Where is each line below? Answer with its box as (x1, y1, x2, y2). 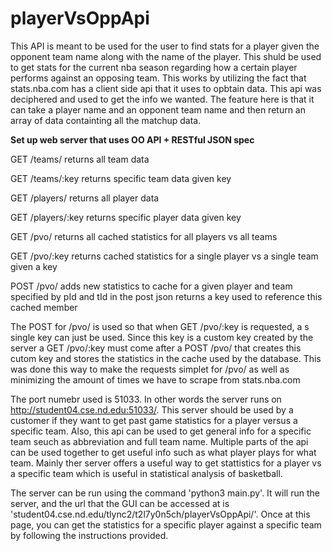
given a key (10, 260, 58, 272)
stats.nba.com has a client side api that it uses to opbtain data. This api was (10, 82, 322, 94)
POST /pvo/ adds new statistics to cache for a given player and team (10, 280, 293, 292)
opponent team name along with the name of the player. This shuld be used (10, 50, 322, 62)
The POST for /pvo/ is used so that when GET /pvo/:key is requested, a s (10, 320, 310, 332)
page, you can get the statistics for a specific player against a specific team (10, 518, 322, 531)
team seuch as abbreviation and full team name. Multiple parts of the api (10, 435, 309, 447)
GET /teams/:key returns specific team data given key (10, 172, 232, 184)
